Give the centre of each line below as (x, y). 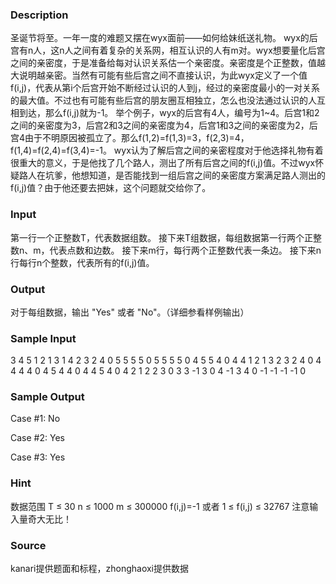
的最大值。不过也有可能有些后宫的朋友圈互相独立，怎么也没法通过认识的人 (163, 100)
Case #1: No (35, 419)
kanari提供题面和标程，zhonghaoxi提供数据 (99, 569)
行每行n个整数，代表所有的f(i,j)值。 (82, 262)
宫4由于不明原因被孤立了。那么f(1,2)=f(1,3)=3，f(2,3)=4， (130, 138)
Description (39, 15)
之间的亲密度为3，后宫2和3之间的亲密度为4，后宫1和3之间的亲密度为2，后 (164, 125)
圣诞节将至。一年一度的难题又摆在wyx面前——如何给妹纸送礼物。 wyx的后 (164, 38)
